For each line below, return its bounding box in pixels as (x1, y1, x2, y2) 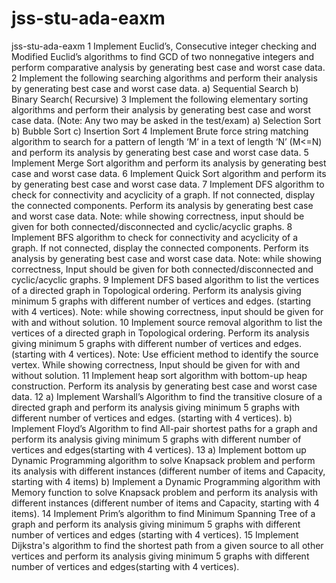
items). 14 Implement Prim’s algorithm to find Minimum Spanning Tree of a (11, 507, 316, 519)
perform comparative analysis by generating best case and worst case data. (11, 61, 326, 73)
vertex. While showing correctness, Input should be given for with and (11, 358, 301, 371)
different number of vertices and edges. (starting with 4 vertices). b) (11, 412, 293, 424)
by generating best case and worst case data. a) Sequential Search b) (11, 82, 299, 94)
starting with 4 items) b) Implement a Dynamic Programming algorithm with (11, 475, 321, 487)
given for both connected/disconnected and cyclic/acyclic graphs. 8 (11, 220, 293, 232)
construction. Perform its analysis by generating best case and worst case (11, 380, 318, 392)
